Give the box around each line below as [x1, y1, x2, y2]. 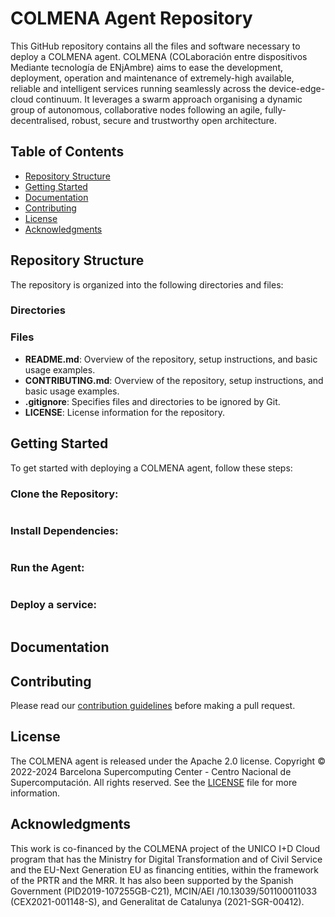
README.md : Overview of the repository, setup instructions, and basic [24, 353, 318, 365]
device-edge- [268, 82, 326, 94]
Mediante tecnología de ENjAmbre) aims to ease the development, [10, 61, 283, 73]
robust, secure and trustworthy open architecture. [71, 114, 278, 126]
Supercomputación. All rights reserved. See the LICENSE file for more [10, 776, 298, 788]
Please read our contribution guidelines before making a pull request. [10, 699, 296, 711]
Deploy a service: [10, 598, 98, 612]
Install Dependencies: [10, 523, 119, 537]
